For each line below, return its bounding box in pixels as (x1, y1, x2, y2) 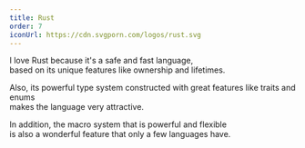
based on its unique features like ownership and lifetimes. (9, 64, 226, 75)
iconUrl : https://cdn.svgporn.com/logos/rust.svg (9, 30, 202, 39)
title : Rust (9, 13, 55, 23)
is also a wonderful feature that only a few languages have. (9, 129, 231, 140)
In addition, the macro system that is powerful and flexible (9, 119, 228, 130)
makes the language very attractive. (9, 102, 144, 113)
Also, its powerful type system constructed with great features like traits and (9, 83, 296, 94)
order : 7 (9, 22, 43, 31)
